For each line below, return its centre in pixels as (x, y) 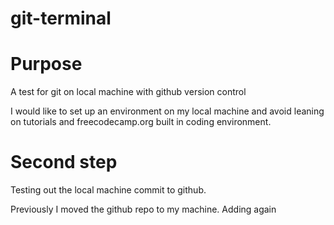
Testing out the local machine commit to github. (108, 190)
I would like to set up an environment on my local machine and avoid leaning (167, 111)
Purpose (46, 64)
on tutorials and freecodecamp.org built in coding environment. (141, 122)
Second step (64, 162)
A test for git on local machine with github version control (128, 92)
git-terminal (61, 18)
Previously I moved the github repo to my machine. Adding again (143, 209)
